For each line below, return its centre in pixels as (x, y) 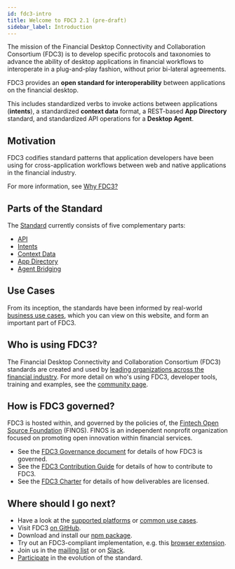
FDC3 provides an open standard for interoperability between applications (116, 83)
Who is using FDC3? (53, 345)
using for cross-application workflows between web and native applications (117, 165)
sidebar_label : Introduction (50, 27)
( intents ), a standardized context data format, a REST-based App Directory (117, 111)
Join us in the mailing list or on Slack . (71, 550)
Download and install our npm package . (75, 535)
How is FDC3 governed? (61, 406)
